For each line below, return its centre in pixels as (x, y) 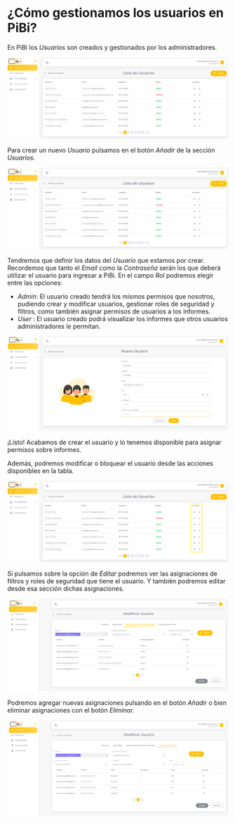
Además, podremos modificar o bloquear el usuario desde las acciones (110, 463)
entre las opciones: (35, 283)
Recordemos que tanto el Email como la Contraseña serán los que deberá (114, 268)
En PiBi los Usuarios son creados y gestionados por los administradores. (112, 47)
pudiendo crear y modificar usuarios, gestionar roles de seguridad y (116, 304)
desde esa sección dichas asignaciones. (66, 588)
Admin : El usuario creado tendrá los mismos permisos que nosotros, (116, 297)
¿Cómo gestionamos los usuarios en (116, 13)
